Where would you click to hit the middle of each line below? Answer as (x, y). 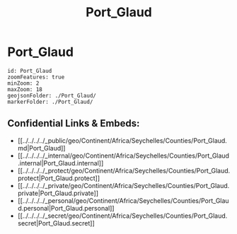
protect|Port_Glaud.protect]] (59, 178)
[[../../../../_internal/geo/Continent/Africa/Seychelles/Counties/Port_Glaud (123, 156)
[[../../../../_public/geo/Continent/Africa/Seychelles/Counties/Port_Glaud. (122, 140)
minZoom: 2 (23, 83)
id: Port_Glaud (30, 71)
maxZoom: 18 (25, 89)
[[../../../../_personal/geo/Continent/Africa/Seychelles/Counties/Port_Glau (123, 200)
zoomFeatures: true (36, 77)
